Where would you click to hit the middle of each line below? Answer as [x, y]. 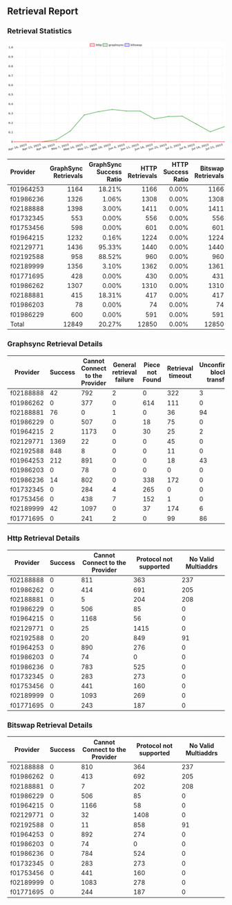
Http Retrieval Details [43, 538]
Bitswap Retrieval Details [50, 725]
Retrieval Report [43, 11]
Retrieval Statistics [40, 31]
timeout [180, 376]
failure [125, 379]
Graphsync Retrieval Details [55, 344]
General [125, 365]
